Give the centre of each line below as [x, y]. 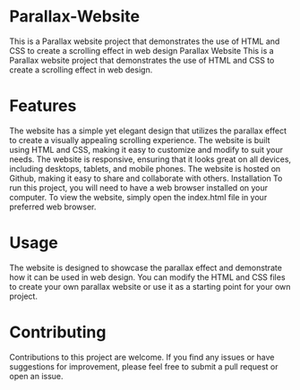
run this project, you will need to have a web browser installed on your [139, 187]
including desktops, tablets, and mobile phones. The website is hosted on [145, 168]
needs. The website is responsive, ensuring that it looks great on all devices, [150, 159]
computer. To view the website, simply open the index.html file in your [138, 197]
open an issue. [37, 376]
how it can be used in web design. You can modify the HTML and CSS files [147, 277]
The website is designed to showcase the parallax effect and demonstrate [146, 267]
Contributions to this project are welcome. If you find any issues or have [142, 357]
